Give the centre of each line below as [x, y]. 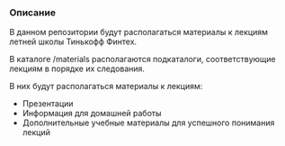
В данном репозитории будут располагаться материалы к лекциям [138, 32]
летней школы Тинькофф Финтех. [73, 41]
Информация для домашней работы [92, 114]
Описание [33, 13]
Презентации [48, 104]
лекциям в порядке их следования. [77, 68]
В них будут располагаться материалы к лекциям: [106, 87]
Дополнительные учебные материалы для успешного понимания [148, 123]
